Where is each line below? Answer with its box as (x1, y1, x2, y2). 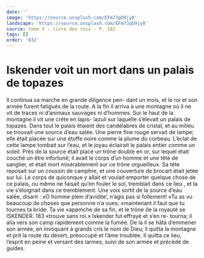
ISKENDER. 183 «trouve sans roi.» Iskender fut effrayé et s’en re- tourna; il (6, 212, 192, 219)
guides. (6, 244, 26, 252)
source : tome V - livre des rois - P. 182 (6, 25, 116, 32)
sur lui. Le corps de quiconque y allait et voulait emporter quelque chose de (6, 174, 196, 181)
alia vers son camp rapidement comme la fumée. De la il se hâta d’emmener (6, 219, 197, 226)
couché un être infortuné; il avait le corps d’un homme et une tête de (6, 154, 178, 161)
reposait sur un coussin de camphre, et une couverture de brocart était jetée (6, 167, 199, 174)
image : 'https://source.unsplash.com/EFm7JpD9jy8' (6, 15, 138, 21)
